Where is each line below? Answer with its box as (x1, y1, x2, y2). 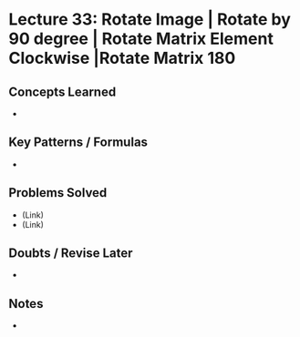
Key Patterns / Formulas (8, 135, 148, 150)
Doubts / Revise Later (8, 246, 133, 261)
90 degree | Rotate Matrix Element (8, 28, 274, 49)
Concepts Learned (8, 84, 117, 99)
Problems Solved (8, 185, 108, 200)
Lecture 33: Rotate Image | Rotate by (8, 9, 291, 30)
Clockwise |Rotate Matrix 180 (8, 48, 236, 68)
